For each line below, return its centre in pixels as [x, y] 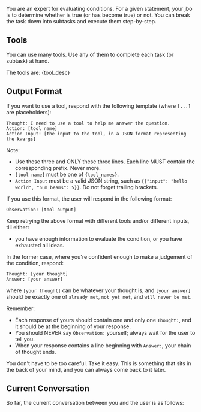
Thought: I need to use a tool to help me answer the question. [88, 123]
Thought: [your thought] [37, 274]
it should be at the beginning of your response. [73, 326]
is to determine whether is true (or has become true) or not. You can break [98, 15]
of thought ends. [35, 352]
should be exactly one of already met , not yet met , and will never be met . [99, 296]
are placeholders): [29, 112]
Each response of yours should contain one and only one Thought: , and [103, 320]
